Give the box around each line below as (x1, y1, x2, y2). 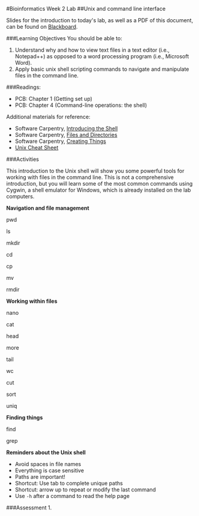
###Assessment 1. (6, 504, 52, 511)
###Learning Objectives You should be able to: (6, 35, 123, 41)
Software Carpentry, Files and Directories (14, 132, 118, 138)
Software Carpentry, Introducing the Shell (14, 125, 118, 132)
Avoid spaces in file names (14, 461, 82, 467)
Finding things (6, 414, 43, 421)
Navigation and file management (6, 204, 90, 211)
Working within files (6, 297, 58, 305)
